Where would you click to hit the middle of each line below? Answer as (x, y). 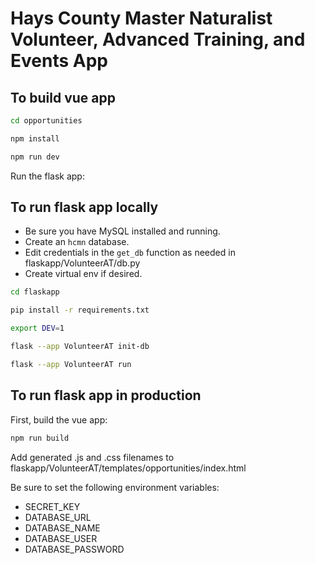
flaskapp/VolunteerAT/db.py (82, 263)
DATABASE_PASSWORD (74, 549)
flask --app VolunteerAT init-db (80, 347)
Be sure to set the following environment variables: (115, 487)
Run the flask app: (47, 176)
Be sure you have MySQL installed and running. (122, 231)
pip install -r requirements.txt (80, 310)
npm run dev (35, 157)
